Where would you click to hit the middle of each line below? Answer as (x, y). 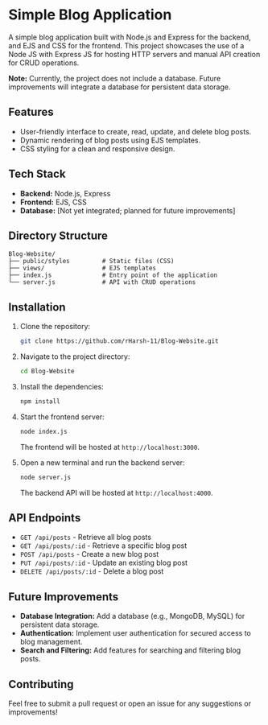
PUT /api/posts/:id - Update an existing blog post (103, 563)
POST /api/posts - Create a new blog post (89, 554)
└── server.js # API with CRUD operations (102, 282)
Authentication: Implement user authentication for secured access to (136, 633)
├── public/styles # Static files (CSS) (91, 262)
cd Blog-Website (47, 372)
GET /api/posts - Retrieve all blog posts (85, 538)
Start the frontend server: (62, 417)
